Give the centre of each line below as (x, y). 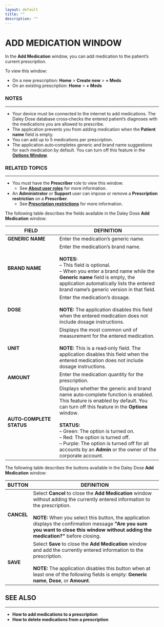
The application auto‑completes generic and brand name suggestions (82, 145)
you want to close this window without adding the (92, 530)
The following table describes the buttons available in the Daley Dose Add (79, 468)
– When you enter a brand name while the (107, 271)
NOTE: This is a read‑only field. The (100, 348)
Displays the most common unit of (98, 329)
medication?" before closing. (67, 536)
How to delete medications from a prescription (60, 619)
